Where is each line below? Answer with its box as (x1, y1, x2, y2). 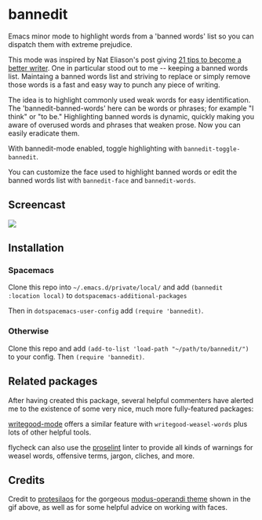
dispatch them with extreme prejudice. (8, 39, 133, 49)
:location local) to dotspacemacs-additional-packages (8, 291, 187, 300)
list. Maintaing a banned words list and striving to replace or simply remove (8, 71, 251, 81)
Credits (8, 473, 45, 487)
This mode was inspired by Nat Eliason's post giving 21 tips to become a (8, 55, 242, 64)
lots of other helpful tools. (8, 427, 92, 437)
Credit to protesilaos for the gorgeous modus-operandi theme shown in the (8, 494, 251, 504)
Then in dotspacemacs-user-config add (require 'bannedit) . (8, 306, 204, 315)
